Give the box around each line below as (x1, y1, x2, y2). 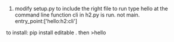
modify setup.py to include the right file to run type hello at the (14, 5, 168, 12)
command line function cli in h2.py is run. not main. (14, 11, 140, 18)
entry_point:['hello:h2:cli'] (14, 18, 78, 24)
